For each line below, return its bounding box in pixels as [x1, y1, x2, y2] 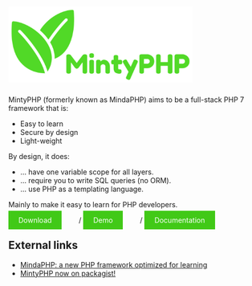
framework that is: [8, 103, 69, 112]
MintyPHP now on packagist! [19, 268, 116, 278]
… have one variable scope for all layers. [19, 167, 154, 177]
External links [8, 239, 79, 252]
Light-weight [19, 136, 63, 145]
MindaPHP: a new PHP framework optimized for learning [19, 259, 208, 269]
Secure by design [19, 127, 79, 137]
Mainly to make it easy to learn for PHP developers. [8, 199, 178, 209]
